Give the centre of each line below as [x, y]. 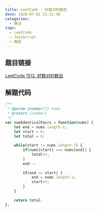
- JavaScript [23, 37]
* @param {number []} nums [34, 109]
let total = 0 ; [30, 136]
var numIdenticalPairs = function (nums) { [49, 122]
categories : [17, 19]
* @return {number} [27, 114]
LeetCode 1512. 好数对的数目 [34, 76]
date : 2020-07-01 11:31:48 [33, 14]
